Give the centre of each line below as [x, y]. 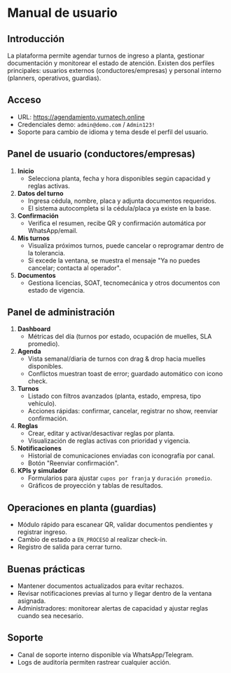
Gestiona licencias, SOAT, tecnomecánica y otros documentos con [124, 283]
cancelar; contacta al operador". [74, 267]
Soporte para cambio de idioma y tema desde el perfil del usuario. [113, 132]
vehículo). [42, 404]
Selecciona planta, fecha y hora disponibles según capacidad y [119, 178]
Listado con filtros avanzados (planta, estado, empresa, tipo [114, 396]
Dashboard [34, 329]
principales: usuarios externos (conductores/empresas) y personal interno [114, 71]
